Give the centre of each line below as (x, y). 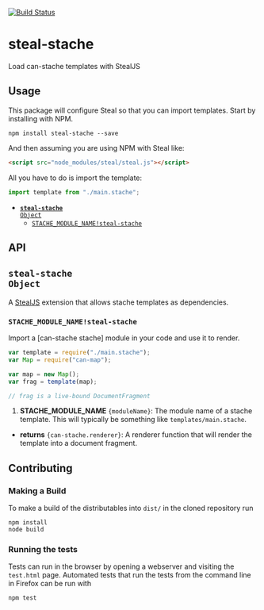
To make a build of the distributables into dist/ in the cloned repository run (131, 508)
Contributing (40, 468)
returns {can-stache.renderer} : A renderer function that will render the (136, 435)
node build (26, 530)
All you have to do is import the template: (75, 178)
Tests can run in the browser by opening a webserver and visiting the (121, 566)
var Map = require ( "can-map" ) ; (60, 360)
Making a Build (37, 490)
